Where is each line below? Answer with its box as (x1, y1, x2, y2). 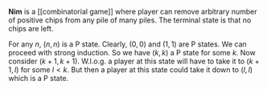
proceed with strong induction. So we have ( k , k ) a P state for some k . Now (8, 48, 256, 57)
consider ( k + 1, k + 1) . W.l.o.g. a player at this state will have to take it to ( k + (8, 56, 260, 66)
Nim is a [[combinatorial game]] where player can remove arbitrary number (8, 7, 257, 16)
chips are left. (8, 24, 54, 33)
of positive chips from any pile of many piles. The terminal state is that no (8, 15, 252, 25)
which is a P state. (8, 74, 69, 83)
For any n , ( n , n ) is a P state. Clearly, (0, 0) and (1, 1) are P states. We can (8, 39, 247, 49)
